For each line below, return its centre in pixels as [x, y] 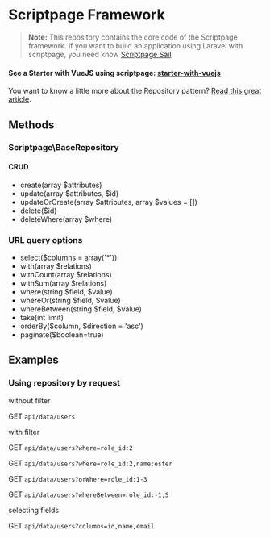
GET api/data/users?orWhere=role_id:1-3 [78, 478]
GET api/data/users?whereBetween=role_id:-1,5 [89, 494]
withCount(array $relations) [66, 274]
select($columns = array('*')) [69, 257]
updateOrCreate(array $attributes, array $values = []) [108, 202]
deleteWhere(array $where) [66, 219]
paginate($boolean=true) [62, 334]
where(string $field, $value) [66, 291]
